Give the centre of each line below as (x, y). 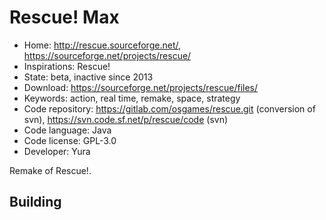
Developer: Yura (57, 151)
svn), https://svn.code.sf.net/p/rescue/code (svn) (126, 119)
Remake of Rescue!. (50, 170)
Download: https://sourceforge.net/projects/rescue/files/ (141, 87)
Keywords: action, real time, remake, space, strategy (132, 98)
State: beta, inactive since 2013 (88, 77)
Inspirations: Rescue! (67, 66)
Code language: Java (67, 130)
